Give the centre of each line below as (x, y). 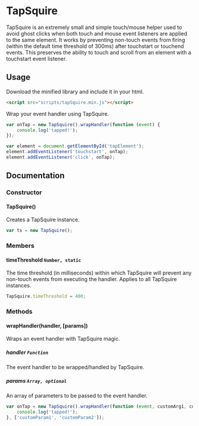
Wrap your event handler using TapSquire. (58, 114)
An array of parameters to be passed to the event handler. (77, 396)
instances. (19, 286)
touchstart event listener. (36, 59)
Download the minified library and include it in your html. (75, 91)
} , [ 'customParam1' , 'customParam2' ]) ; (55, 418)
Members (20, 246)
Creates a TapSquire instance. (43, 220)
